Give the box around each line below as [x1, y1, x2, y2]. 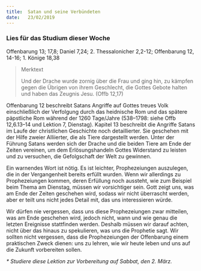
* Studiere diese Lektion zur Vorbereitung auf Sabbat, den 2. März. [6, 257, 173, 264]
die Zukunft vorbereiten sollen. [6, 246, 82, 253]
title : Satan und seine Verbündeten [6, 8, 101, 15]
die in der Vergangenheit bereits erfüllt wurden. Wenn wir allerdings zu [6, 170, 181, 177]
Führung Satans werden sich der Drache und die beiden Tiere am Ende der [6, 140, 191, 147]
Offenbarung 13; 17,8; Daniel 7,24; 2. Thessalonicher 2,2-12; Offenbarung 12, [6, 47, 194, 55]
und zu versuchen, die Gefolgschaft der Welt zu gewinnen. [6, 152, 152, 159]
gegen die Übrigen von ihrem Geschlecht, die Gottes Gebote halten [20, 83, 188, 91]
